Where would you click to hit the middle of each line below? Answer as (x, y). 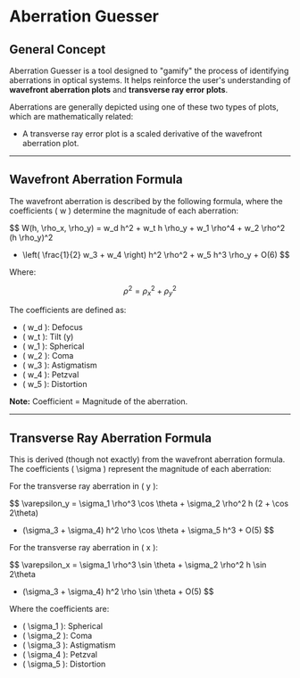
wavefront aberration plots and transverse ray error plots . (119, 90)
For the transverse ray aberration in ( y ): (84, 486)
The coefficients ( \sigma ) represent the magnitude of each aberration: (141, 469)
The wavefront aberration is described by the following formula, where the (146, 201)
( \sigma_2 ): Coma (57, 636)
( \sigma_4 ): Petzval (60, 655)
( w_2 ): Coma (48, 356)
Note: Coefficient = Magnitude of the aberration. (99, 401)
